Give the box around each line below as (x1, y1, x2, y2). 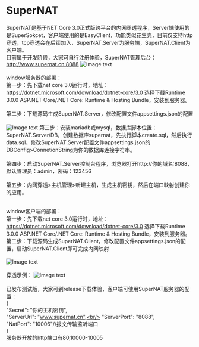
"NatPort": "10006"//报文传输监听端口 (6, 320, 99, 327)
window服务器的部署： (6, 74, 62, 81)
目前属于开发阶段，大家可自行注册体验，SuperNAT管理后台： (6, 54, 156, 61)
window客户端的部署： (6, 207, 62, 215)
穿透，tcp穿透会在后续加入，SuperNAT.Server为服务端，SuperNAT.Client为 (6, 39, 191, 46)
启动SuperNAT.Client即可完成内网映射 (16, 245, 109, 252)
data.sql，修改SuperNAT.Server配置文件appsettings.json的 (6, 138, 150, 146)
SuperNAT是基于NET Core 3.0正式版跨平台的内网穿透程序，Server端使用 (6, 24, 185, 31)
